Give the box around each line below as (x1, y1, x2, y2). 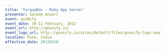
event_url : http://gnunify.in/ (5, 26, 70, 31)
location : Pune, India (5, 35, 52, 40)
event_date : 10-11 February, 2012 (5, 21, 77, 26)
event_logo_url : (5, 30, 39, 35)
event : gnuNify (5, 16, 37, 21)
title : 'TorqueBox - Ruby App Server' (5, 7, 85, 12)
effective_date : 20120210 (5, 40, 58, 45)
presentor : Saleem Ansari (5, 12, 58, 17)
